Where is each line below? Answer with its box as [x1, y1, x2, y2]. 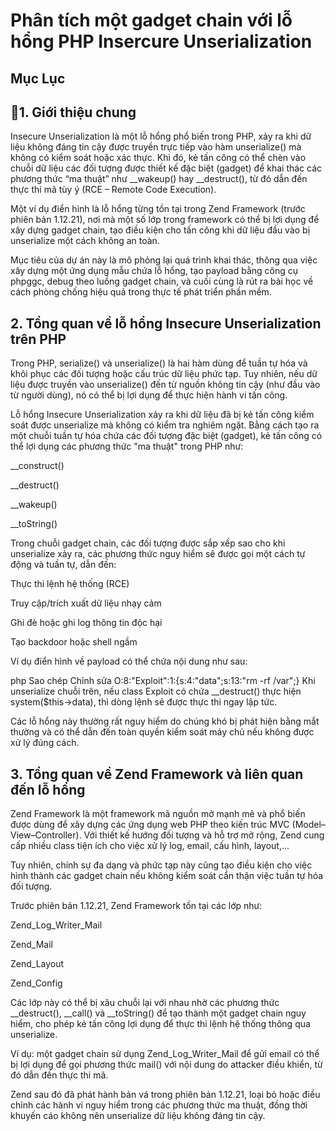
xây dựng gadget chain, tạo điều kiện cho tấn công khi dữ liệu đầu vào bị [10, 224, 311, 236]
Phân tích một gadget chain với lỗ [10, 9, 293, 32]
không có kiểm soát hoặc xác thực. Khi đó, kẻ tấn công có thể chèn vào [10, 152, 307, 164]
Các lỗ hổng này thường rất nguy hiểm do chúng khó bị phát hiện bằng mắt [10, 715, 320, 728]
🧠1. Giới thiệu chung [10, 104, 137, 121]
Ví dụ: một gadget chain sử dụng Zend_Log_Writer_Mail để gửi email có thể [10, 1048, 320, 1060]
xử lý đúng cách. [10, 737, 80, 749]
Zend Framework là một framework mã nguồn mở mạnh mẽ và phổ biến [10, 808, 306, 820]
